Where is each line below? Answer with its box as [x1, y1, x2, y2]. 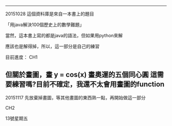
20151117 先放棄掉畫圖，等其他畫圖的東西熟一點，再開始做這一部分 [5, 94, 146, 100]
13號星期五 [5, 115, 28, 121]
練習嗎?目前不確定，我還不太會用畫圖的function [12, 80, 165, 89]
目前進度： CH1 [5, 54, 38, 60]
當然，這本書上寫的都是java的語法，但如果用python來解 [5, 33, 123, 38]
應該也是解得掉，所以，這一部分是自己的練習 [5, 43, 100, 49]
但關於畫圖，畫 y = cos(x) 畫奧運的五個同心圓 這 [5, 70, 157, 79]
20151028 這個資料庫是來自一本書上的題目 [5, 11, 95, 17]
